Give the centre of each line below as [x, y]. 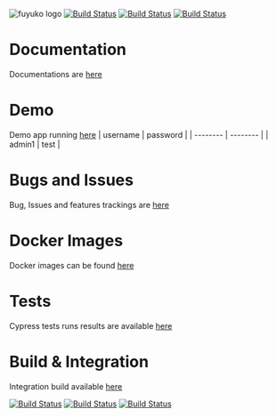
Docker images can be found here [72, 265]
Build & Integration [79, 361]
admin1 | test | [35, 144]
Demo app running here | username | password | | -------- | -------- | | [139, 134]
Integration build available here [66, 386]
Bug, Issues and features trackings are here [89, 204]
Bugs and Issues [71, 180]
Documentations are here [56, 74]
